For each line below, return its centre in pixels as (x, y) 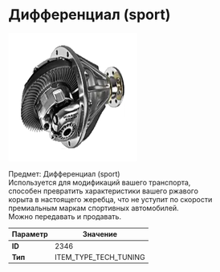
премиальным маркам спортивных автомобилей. (94, 208)
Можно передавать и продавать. (65, 216)
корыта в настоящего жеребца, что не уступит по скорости (110, 199)
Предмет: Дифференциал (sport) (64, 173)
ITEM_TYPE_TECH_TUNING (100, 257)
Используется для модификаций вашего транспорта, (100, 182)
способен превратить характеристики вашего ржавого (104, 191)
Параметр (30, 234)
